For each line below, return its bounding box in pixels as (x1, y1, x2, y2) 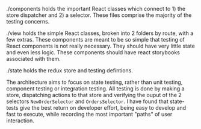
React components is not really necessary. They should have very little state (6, 42, 196, 49)
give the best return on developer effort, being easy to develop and (19, 104, 187, 111)
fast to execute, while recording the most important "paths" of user (6, 111, 173, 118)
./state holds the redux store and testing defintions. (6, 67, 134, 74)
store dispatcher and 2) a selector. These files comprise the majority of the (6, 11, 192, 19)
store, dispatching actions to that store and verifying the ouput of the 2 (6, 92, 182, 98)
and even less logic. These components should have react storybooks (6, 49, 181, 56)
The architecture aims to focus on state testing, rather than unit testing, (6, 78, 183, 86)
